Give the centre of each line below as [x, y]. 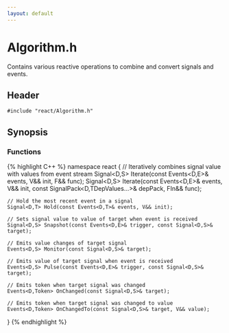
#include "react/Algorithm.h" [50, 111]
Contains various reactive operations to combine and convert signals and [110, 67]
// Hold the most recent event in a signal [70, 201]
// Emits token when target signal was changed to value [90, 303]
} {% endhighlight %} [37, 322]
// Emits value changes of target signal [67, 243]
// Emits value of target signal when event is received [90, 262]
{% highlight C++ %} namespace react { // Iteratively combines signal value [114, 167]
